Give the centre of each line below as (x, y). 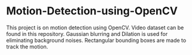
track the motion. (27, 47)
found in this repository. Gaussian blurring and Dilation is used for (87, 33)
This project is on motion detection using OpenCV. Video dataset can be (95, 27)
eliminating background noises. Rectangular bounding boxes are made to (96, 40)
